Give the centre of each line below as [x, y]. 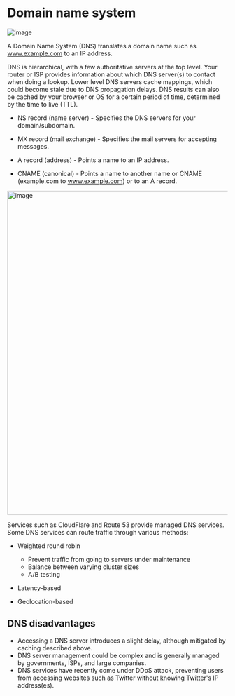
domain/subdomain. [46, 125]
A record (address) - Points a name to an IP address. [93, 160]
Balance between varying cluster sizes [84, 567]
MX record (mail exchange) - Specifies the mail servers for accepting [117, 139]
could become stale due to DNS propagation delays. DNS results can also [113, 89]
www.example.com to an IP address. [60, 53]
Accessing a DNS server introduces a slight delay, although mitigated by [121, 641]
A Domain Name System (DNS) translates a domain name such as [102, 46]
